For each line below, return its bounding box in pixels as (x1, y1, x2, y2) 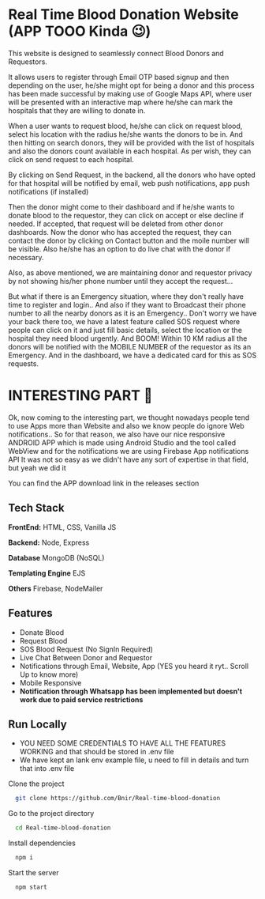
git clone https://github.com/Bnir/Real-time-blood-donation (15, 795, 221, 803)
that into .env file (19, 764, 75, 773)
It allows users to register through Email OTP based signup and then (8, 72, 230, 81)
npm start (15, 883, 47, 891)
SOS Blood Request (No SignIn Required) (19, 644, 154, 654)
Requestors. (8, 57, 47, 66)
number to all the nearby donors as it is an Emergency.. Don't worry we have (8, 308, 257, 318)
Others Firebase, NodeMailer (8, 584, 103, 593)
